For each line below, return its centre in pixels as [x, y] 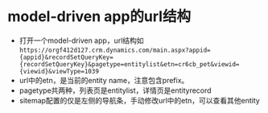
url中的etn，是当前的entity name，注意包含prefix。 [104, 80]
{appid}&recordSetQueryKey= [66, 57]
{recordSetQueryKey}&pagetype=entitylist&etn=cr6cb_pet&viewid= [129, 64]
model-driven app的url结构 [99, 17]
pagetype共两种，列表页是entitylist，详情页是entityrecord [115, 90]
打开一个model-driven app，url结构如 [81, 40]
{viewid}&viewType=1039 [59, 71]
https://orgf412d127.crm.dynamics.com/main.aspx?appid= [115, 50]
